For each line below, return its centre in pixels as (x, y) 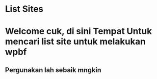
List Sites (24, 9)
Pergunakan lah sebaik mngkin (53, 70)
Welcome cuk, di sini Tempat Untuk (78, 31)
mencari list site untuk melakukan (75, 42)
